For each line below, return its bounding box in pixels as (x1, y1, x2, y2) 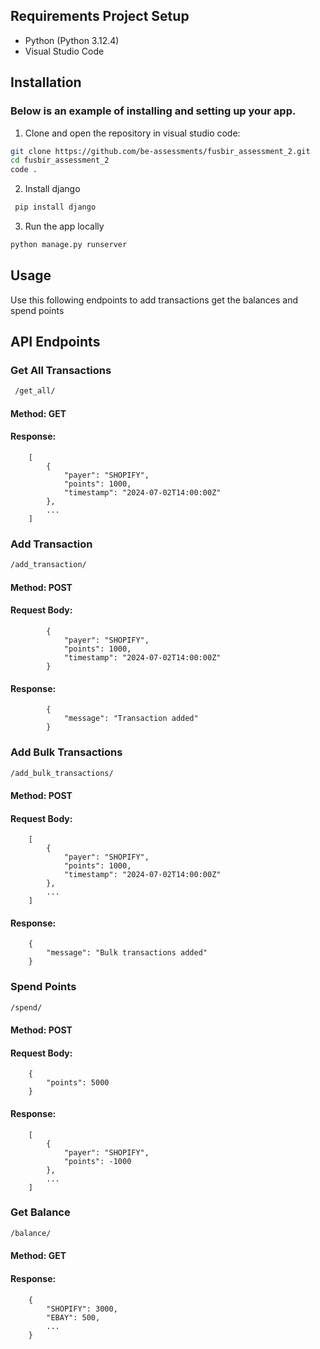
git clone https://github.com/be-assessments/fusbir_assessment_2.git (10, 146, 311, 156)
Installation (10, 74, 82, 91)
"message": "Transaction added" (63, 714, 199, 724)
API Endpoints (10, 334, 101, 351)
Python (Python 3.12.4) (24, 34, 120, 46)
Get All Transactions (10, 364, 112, 377)
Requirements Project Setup (10, 8, 190, 25)
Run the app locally (24, 220, 105, 232)
